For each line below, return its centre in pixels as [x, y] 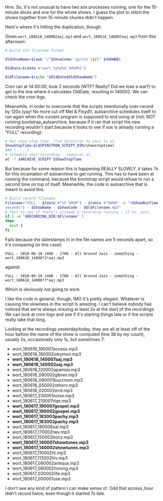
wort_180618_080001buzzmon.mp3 [47, 380]
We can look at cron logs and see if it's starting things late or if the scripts [79, 314]
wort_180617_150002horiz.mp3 [42, 437]
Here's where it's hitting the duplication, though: [53, 27]
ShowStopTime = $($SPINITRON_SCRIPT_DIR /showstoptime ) [60, 146]
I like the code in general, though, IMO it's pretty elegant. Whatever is [75, 299]
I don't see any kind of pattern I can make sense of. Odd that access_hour [79, 488]
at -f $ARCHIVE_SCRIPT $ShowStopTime [43, 159]
